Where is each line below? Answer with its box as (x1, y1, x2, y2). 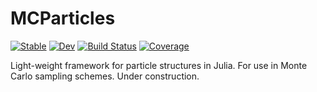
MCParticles (10, 7, 116, 30)
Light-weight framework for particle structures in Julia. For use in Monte (10, 59, 308, 71)
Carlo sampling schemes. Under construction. (10, 70, 200, 82)
